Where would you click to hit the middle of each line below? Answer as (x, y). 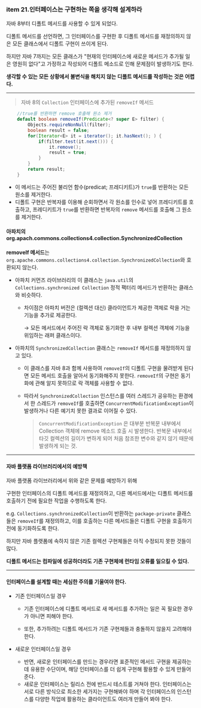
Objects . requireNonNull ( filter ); (69, 125)
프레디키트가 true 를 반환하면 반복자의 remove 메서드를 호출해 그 (106, 209)
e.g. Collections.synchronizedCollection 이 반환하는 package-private (91, 514)
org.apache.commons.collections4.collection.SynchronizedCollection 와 (96, 260)
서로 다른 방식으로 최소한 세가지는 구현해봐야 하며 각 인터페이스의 (100, 692)
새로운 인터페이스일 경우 (43, 649)
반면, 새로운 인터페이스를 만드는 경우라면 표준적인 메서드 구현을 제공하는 (108, 662)
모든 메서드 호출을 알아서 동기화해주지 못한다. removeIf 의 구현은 (105, 376)
